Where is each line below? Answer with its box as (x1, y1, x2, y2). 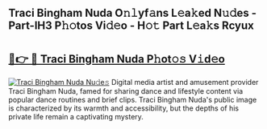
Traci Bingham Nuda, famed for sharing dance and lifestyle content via (8, 87, 244, 95)
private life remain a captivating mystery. (8, 112, 144, 121)
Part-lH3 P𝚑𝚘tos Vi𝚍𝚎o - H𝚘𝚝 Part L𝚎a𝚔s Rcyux (8, 19, 254, 33)
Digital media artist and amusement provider (111, 78, 259, 87)
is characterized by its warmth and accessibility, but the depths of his (8, 103, 240, 113)
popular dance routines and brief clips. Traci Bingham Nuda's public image (8, 95, 257, 104)
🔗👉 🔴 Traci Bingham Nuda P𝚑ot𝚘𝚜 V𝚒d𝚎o (8, 52, 226, 66)
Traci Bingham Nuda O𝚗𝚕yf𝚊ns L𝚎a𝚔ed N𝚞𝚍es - (8, 6, 257, 20)
